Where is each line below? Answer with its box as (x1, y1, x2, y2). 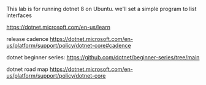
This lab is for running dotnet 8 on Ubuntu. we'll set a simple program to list (6, 6, 197, 12)
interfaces (6, 12, 32, 19)
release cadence (6, 35, 49, 42)
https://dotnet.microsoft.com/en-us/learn (6, 24, 110, 31)
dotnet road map (6, 65, 49, 73)
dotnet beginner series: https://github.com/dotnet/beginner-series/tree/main (6, 54, 200, 61)
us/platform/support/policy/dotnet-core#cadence (6, 42, 132, 49)
